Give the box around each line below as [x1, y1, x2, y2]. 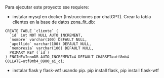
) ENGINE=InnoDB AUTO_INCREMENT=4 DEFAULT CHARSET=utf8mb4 [5, 54, 129, 59]
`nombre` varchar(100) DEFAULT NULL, [9, 37, 87, 42]
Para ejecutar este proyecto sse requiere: [5, 4, 89, 10]
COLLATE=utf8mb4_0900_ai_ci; [5, 59, 65, 64]
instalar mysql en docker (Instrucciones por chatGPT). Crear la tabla [12, 14, 151, 19]
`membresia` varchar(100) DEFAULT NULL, [9, 46, 94, 51]
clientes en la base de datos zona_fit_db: [12, 19, 95, 25]
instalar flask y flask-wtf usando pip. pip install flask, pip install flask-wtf [12, 68, 159, 73]
